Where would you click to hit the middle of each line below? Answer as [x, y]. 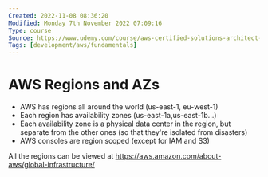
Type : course [30, 30]
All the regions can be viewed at [61, 156]
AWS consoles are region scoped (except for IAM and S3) [114, 141]
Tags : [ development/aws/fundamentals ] [73, 45]
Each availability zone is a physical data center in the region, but [125, 124]
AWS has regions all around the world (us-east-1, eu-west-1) [119, 107]
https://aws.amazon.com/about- [168, 156]
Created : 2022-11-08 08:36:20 [59, 16]
